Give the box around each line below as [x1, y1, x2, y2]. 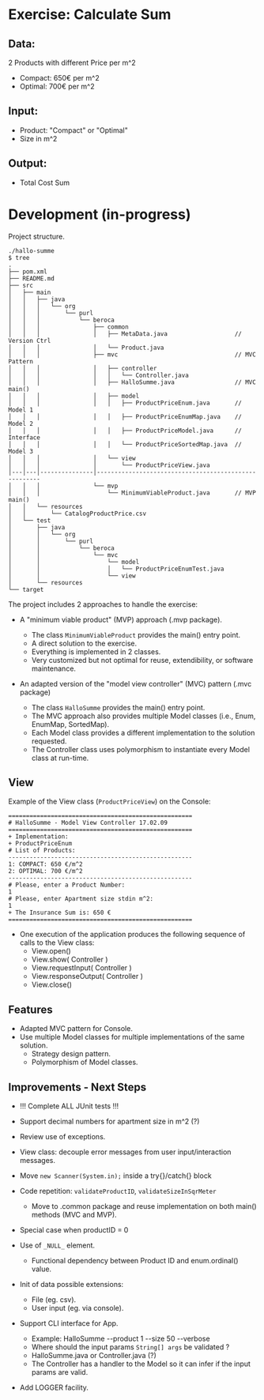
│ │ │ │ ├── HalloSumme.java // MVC [8, 378, 257, 386]
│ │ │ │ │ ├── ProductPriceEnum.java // [8, 399, 243, 407]
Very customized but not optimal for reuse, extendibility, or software [31, 655, 254, 664]
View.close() [31, 980, 73, 989]
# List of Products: [8, 847, 77, 855]
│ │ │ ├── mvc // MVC [8, 350, 257, 359]
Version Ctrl [8, 337, 51, 344]
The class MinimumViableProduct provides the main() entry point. [31, 630, 241, 639]
